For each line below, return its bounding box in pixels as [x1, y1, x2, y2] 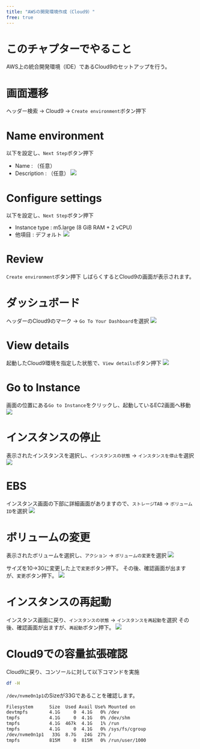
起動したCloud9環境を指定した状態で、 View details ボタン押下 [6, 359, 162, 367]
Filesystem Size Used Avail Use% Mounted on [6, 704, 136, 710]
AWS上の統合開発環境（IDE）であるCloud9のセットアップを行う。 [6, 63, 171, 70]
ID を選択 [6, 507, 28, 515]
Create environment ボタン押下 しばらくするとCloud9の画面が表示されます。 [6, 273, 195, 280]
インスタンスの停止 [6, 431, 101, 445]
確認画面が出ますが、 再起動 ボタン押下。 [16, 623, 115, 631]
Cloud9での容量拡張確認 [6, 647, 128, 661]
